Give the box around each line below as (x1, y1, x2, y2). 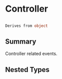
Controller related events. (5, 51, 57, 57)
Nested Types (5, 65, 50, 74)
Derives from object (5, 23, 48, 28)
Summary (5, 37, 36, 46)
